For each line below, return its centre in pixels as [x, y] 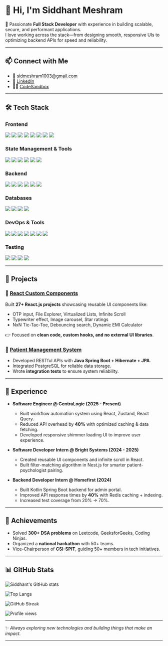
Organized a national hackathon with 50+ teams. [63, 543]
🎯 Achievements [31, 521]
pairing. [55, 470]
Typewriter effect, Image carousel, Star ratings [60, 319]
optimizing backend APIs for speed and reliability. [56, 40]
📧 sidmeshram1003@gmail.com [45, 76]
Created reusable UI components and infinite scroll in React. [82, 459]
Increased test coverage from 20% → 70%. [64, 500]
